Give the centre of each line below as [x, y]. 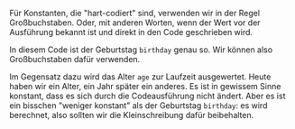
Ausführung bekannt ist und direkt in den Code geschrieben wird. [131, 32]
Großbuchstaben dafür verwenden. [75, 59]
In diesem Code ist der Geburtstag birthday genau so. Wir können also [141, 50]
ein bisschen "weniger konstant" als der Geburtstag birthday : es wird [138, 106]
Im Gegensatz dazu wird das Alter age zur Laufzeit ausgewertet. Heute [140, 77]
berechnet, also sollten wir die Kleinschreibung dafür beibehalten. [132, 115]
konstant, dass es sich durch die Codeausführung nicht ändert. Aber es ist [147, 96]
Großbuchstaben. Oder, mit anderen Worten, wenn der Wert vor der [135, 23]
